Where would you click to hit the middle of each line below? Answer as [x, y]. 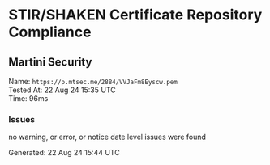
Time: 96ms [28, 98]
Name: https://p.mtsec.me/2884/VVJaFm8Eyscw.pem [93, 81]
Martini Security [50, 62]
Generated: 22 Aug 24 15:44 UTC [64, 153]
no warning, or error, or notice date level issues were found [107, 137]
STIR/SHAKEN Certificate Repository [135, 15]
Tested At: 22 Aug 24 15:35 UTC [62, 90]
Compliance [50, 32]
